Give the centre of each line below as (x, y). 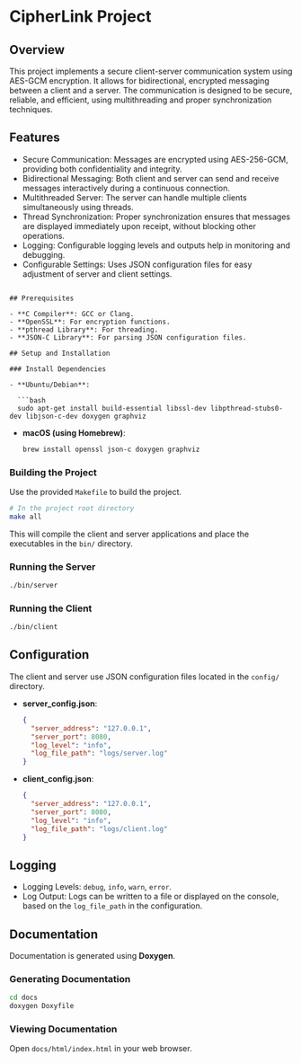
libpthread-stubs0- (246, 408)
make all (26, 517)
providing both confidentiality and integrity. (102, 169)
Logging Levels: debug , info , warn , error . (97, 887)
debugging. (44, 254)
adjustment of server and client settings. (97, 274)
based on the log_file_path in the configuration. (112, 906)
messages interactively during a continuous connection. (126, 188)
